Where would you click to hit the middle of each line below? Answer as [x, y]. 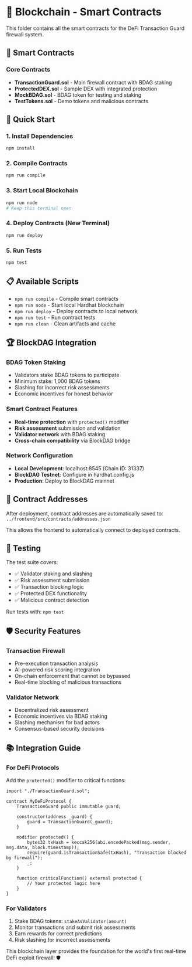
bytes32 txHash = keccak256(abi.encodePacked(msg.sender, [99, 843]
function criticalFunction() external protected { [79, 878]
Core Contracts [28, 70]
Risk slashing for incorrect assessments [62, 940]
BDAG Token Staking [36, 362]
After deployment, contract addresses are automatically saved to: [85, 513]
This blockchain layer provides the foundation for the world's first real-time [96, 951]
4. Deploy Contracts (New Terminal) [58, 223]
